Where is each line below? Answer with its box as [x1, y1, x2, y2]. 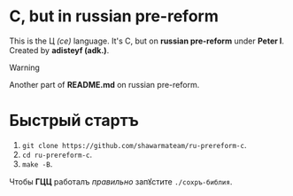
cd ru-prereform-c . [21, 149, 93, 160]
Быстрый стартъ [9, 111, 140, 130]
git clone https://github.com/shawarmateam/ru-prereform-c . [21, 139, 247, 150]
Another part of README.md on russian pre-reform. [9, 79, 200, 90]
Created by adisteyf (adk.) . [9, 44, 110, 55]
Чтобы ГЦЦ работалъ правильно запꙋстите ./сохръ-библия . [9, 176, 233, 187]
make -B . [21, 158, 53, 169]
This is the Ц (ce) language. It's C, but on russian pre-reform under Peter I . [9, 35, 285, 46]
